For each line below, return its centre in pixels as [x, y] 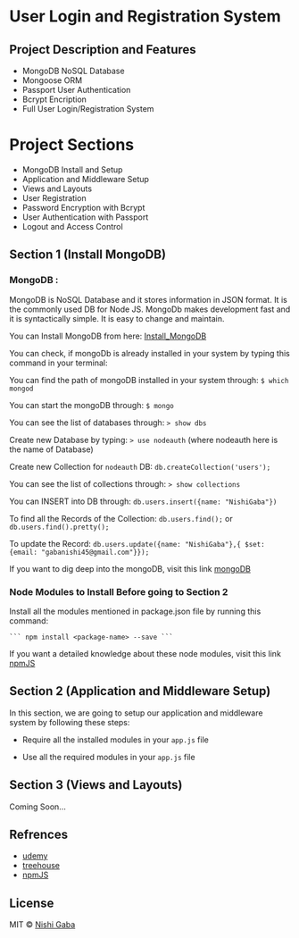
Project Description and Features [103, 50]
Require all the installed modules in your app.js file [116, 740]
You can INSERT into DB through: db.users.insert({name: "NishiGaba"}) [143, 501]
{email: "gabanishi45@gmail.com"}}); [79, 552]
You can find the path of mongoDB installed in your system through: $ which [149, 380]
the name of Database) [51, 449]
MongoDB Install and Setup [72, 169]
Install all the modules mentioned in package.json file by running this [135, 611]
